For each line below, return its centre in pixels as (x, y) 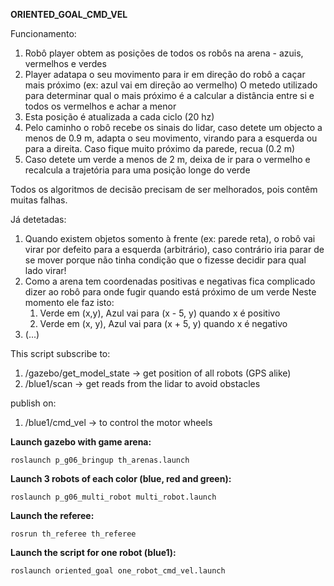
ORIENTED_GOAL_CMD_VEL (69, 14)
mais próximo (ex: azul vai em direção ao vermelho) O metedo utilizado (171, 85)
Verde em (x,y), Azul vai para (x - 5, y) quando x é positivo (160, 313)
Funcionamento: (43, 33)
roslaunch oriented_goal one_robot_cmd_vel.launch (118, 571)
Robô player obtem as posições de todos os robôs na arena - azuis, (164, 53)
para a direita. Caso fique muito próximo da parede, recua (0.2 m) (160, 148)
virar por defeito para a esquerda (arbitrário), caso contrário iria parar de (174, 249)
